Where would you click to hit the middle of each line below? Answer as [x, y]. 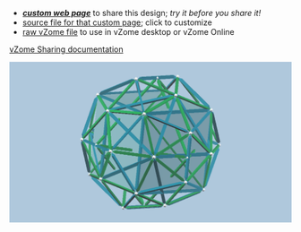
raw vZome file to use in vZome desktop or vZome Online [128, 32]
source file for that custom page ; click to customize [117, 22]
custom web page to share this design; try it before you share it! [142, 13]
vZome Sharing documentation [66, 49]
